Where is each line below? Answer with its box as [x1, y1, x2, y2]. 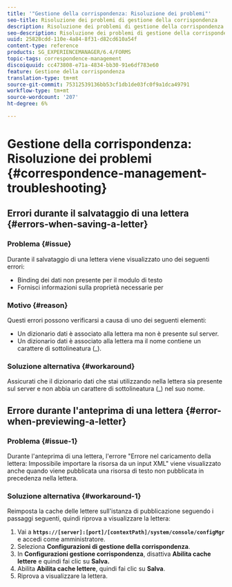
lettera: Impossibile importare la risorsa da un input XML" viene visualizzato [7, 460, 222, 468]
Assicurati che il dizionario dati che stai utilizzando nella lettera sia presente [7, 377, 223, 386]
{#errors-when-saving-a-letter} [7, 219, 148, 231]
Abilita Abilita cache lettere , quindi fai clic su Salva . [17, 565, 166, 573]
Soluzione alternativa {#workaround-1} [7, 491, 142, 500]
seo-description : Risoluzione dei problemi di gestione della [7, 29, 190, 37]
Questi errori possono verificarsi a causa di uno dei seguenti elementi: [7, 316, 207, 325]
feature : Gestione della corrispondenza [7, 68, 126, 75]
